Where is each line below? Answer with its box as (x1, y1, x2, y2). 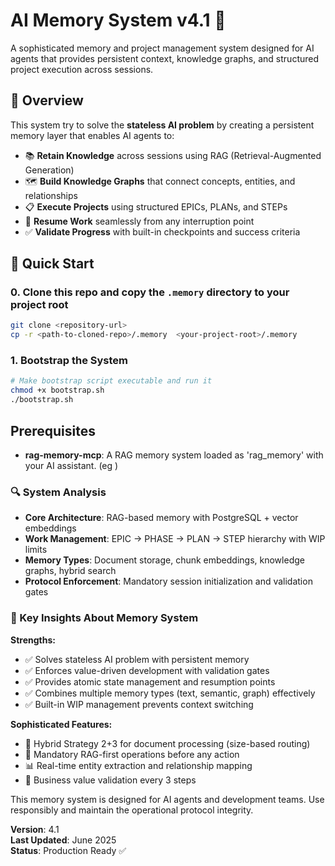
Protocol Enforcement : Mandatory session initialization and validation (24, 575, 313, 588)
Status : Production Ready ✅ (10, 844, 127, 856)
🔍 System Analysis (10, 485, 107, 499)
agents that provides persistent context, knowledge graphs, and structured (10, 52, 320, 64)
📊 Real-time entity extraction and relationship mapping (24, 759, 253, 771)
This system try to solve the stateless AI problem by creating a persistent (10, 119, 315, 131)
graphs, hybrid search (24, 565, 117, 577)
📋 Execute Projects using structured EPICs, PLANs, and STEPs (24, 200, 288, 213)
